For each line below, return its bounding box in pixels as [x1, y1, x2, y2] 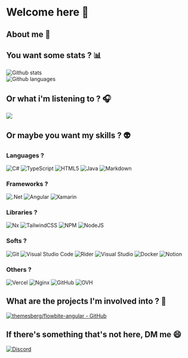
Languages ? [6, 151, 45, 159]
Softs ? [6, 236, 27, 245]
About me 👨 [6, 29, 51, 40]
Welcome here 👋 [6, 5, 89, 19]
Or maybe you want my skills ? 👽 [6, 130, 131, 140]
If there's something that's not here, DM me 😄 [6, 329, 182, 340]
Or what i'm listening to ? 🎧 [6, 93, 112, 104]
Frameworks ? [6, 180, 48, 188]
